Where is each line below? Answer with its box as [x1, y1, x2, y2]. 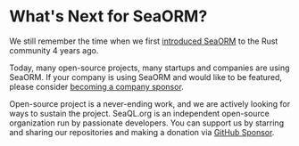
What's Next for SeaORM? [9, 6, 208, 27]
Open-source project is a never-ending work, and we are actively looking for [9, 98, 291, 109]
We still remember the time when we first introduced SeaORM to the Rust [9, 36, 278, 46]
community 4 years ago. [9, 45, 99, 55]
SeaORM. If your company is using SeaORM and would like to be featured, [9, 71, 283, 82]
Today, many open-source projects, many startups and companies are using [9, 62, 290, 73]
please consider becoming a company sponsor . [9, 81, 185, 92]
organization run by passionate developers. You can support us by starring [9, 118, 284, 128]
